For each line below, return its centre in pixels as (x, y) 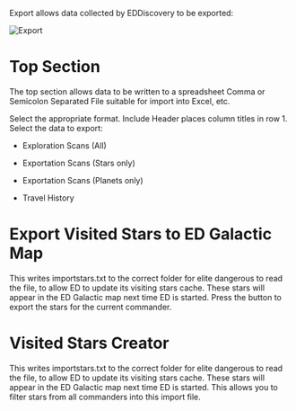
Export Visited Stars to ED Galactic (140, 234)
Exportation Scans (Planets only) (83, 180)
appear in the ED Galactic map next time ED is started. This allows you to (144, 387)
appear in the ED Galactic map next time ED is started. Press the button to (146, 297)
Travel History (48, 198)
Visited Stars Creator (89, 343)
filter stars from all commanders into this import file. (105, 397)
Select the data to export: (56, 128)
